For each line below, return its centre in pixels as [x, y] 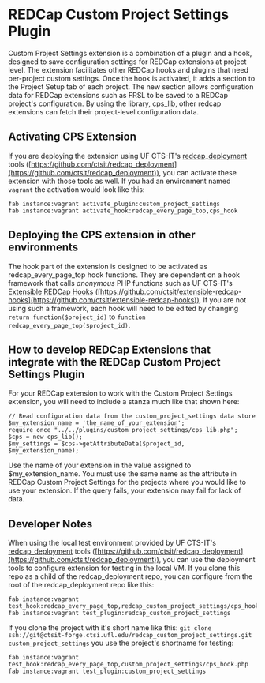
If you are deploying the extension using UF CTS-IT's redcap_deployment [128, 156]
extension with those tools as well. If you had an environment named [119, 181]
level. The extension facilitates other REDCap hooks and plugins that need [128, 69]
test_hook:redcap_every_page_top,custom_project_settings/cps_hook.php [128, 665]
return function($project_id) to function [77, 317]
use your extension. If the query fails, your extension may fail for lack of [125, 490]
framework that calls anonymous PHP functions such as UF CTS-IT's [120, 283]
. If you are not [223, 300]
